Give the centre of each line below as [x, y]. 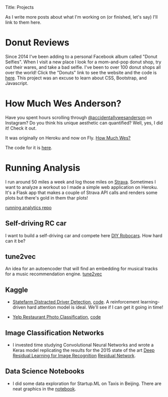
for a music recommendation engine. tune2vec [54, 274]
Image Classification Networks [55, 333]
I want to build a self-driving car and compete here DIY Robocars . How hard [84, 235]
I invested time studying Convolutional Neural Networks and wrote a [83, 345]
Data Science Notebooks [45, 371]
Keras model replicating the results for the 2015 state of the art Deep [83, 350]
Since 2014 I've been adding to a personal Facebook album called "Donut [81, 56]
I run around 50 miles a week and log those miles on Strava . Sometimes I [80, 182]
